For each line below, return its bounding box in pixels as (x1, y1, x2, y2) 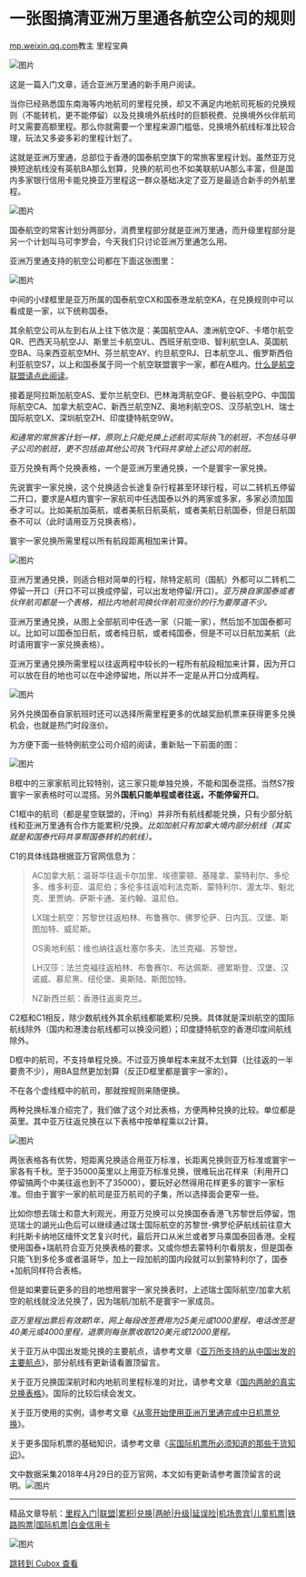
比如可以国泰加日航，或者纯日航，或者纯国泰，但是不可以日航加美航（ (25, 627, 288, 638)
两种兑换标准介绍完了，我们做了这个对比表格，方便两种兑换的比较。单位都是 (9, 1104, 296, 1115)
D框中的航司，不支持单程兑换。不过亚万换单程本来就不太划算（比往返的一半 (9, 1053, 294, 1065)
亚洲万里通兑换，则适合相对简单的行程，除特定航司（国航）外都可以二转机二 (9, 574, 296, 585)
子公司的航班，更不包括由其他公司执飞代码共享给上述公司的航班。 (9, 443, 256, 453)
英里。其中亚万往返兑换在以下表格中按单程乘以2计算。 (9, 1115, 213, 1126)
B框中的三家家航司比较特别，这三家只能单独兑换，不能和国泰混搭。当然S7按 (9, 778, 295, 788)
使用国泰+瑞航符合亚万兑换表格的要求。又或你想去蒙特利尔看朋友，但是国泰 (9, 1242, 293, 1253)
